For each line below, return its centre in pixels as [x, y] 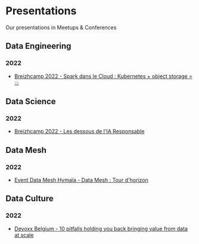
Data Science [31, 101]
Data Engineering [38, 46]
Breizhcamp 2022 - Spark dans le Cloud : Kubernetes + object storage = [103, 76]
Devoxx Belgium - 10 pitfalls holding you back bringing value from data [101, 229]
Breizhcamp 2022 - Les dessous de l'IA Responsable [79, 132]
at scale [24, 235]
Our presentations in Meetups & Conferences [61, 27]
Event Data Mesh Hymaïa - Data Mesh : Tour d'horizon [81, 180]
